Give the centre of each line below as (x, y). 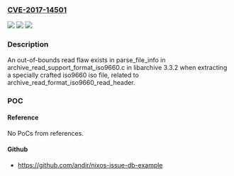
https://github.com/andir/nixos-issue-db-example (90, 165)
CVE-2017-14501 (37, 10)
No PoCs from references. (45, 133)
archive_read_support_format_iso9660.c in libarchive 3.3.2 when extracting (117, 67)
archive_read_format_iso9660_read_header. (72, 82)
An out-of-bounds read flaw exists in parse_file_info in (87, 60)
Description (28, 45)
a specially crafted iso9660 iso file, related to (73, 75)
